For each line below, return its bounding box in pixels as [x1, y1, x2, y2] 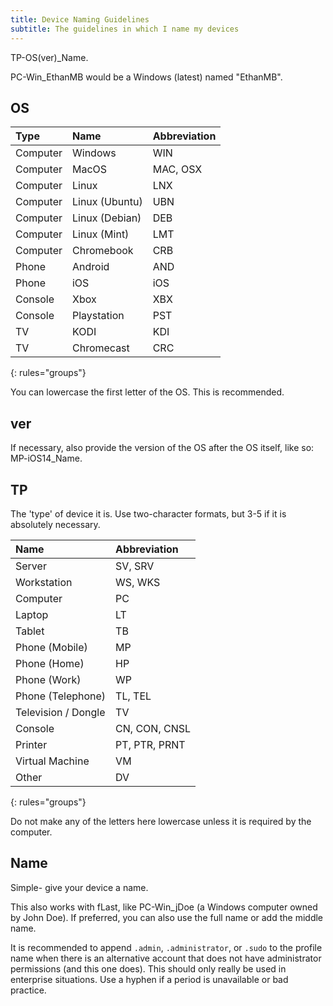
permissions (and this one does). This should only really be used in [10, 962, 287, 975]
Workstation [15, 575, 73, 589]
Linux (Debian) [71, 211, 142, 225]
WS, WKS [115, 575, 161, 589]
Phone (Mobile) [15, 640, 88, 654]
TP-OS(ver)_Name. [10, 51, 89, 63]
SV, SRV [115, 559, 155, 573]
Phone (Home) [15, 656, 85, 670]
